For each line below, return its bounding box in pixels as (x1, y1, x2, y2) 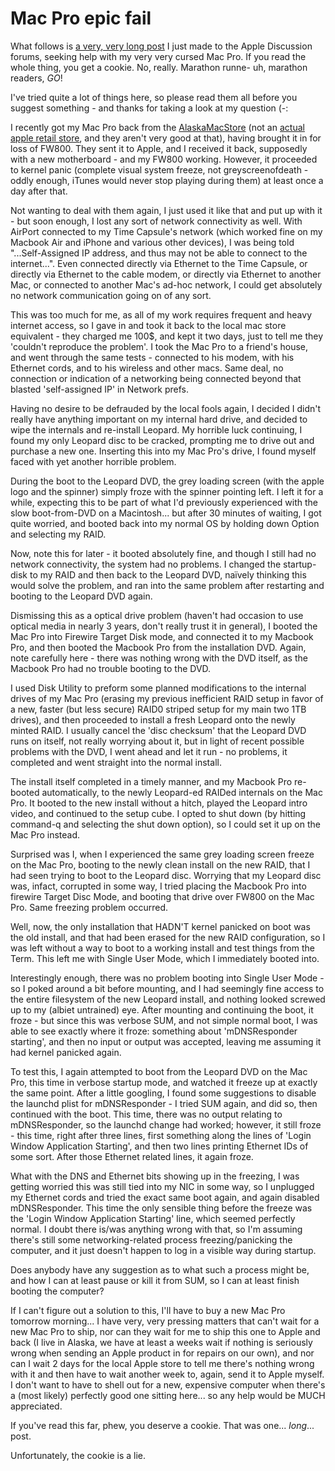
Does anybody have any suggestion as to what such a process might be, (10, 1263, 310, 1276)
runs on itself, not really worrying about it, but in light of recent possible (10, 735, 305, 747)
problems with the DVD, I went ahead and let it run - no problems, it (10, 745, 288, 757)
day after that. (10, 185, 68, 197)
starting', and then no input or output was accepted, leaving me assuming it (10, 1035, 322, 1047)
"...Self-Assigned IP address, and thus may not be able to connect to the (10, 247, 308, 259)
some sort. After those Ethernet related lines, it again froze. (10, 1150, 254, 1162)
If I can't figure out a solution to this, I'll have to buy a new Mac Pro (10, 1304, 286, 1316)
